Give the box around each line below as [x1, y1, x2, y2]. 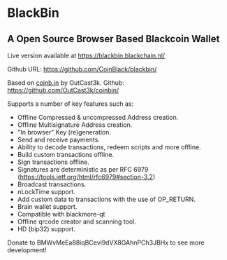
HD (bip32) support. [17, 225, 75, 233]
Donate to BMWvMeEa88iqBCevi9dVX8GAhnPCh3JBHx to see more [7, 238, 205, 247]
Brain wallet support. [17, 203, 78, 211]
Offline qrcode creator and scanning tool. [17, 217, 136, 226]
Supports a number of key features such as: [7, 100, 134, 108]
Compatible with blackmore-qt [17, 210, 105, 218]
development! [7, 246, 47, 254]
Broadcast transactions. [17, 180, 87, 189]
